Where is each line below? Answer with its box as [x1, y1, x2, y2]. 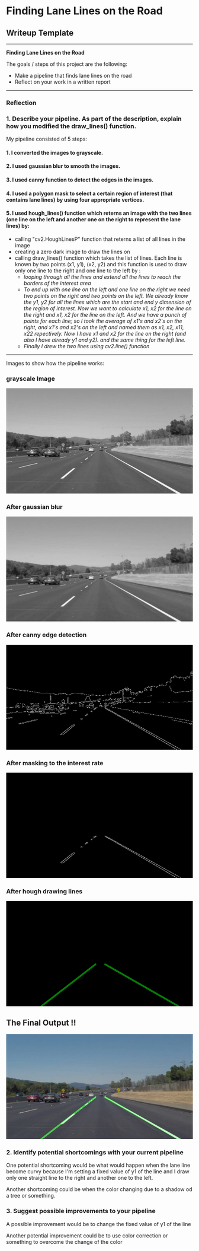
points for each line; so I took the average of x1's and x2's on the [23, 317, 182, 324]
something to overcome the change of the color [6, 1238, 123, 1245]
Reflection [6, 98, 37, 107]
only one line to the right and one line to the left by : [14, 267, 141, 274]
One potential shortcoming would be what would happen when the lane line [6, 1161, 191, 1169]
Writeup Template [6, 28, 74, 38]
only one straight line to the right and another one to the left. [6, 1174, 153, 1182]
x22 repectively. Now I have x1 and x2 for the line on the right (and [23, 330, 187, 337]
